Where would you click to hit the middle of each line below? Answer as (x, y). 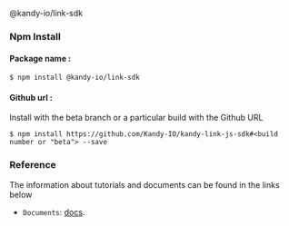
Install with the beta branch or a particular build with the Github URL (136, 118)
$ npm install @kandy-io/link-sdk (75, 78)
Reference (33, 165)
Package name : (40, 58)
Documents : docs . (54, 211)
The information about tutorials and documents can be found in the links (144, 184)
